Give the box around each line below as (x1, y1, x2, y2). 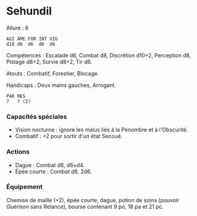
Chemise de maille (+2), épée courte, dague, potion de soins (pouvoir (6, 196, 179, 203)
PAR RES (6, 93, 26, 99)
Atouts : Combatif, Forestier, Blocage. (6, 69, 99, 77)
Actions (6, 148, 30, 156)
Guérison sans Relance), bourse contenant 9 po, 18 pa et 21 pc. (6, 203, 164, 210)
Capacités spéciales (6, 112, 68, 121)
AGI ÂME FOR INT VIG (6, 36, 59, 42)
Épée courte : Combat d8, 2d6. (15, 168, 92, 175)
